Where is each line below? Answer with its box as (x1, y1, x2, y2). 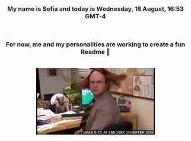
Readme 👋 (81, 48, 110, 56)
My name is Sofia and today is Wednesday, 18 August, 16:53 (7, 5, 184, 13)
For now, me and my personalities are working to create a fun (5, 40, 186, 49)
